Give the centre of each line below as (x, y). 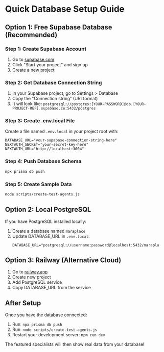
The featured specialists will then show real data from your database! (75, 344)
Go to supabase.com (33, 59)
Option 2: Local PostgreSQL (48, 210)
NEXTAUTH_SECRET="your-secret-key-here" (47, 145)
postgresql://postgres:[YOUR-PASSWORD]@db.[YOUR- (94, 104)
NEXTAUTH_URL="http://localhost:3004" (45, 149)
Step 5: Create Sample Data (38, 184)
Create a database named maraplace (49, 231)
